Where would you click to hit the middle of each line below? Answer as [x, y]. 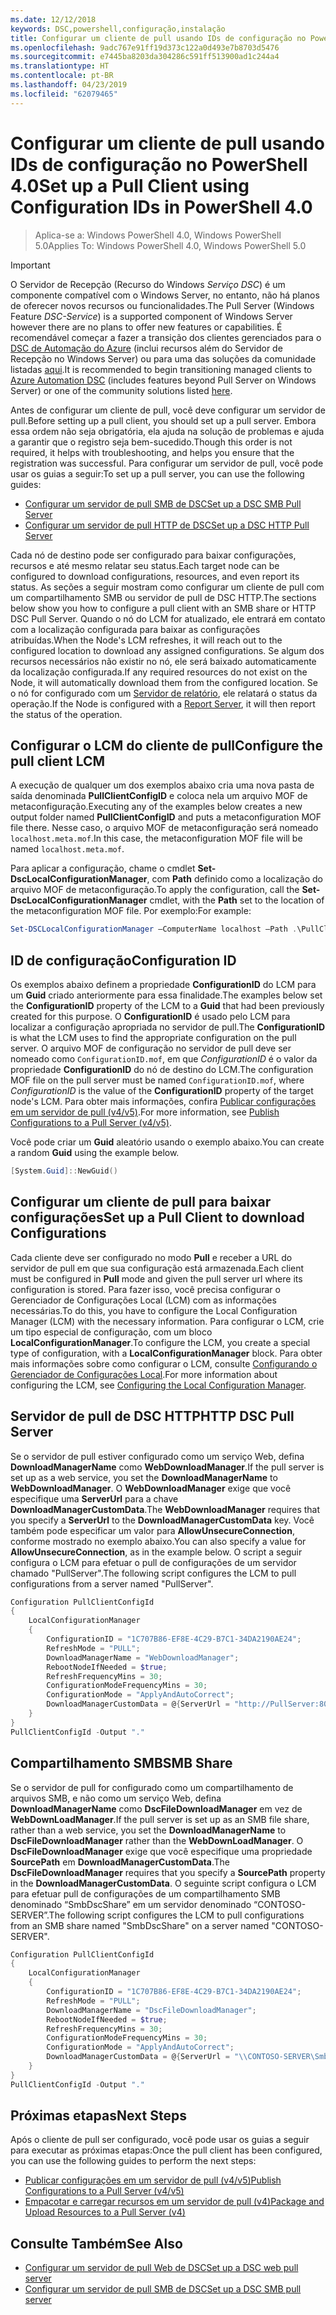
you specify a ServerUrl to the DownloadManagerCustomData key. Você [162, 1520]
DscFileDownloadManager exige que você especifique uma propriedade [161, 1851]
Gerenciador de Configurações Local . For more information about [144, 1374]
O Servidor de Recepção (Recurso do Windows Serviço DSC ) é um [148, 284]
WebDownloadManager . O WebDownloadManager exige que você [151, 1488]
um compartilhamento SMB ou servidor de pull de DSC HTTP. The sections [163, 597]
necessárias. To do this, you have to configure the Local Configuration [154, 1310]
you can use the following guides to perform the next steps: [133, 2161]
